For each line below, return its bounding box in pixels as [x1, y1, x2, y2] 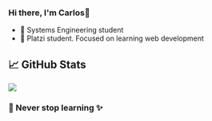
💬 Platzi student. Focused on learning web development [19, 33, 204, 43]
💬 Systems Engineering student [19, 25, 124, 35]
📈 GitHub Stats [8, 57, 86, 71]
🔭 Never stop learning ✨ [8, 103, 103, 114]
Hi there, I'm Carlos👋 [8, 7, 90, 18]
